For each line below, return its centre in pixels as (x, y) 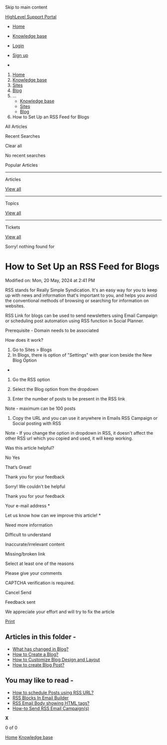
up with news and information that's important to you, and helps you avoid (81, 295)
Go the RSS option (31, 379)
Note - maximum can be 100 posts (41, 408)
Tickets (13, 227)
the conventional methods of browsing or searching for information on (77, 300)
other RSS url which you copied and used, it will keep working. (69, 438)
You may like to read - (39, 681)
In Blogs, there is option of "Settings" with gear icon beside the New (82, 355)
